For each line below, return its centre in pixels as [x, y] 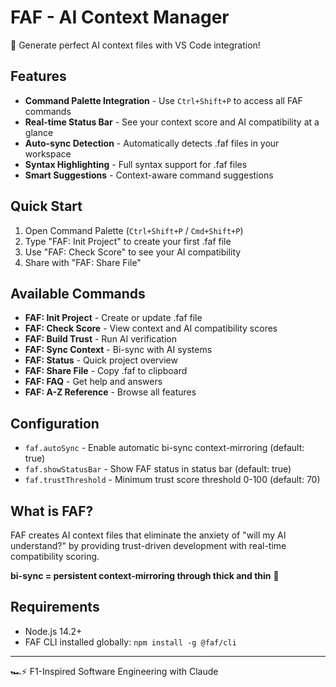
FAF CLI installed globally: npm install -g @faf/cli [130, 642]
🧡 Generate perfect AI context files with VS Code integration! [135, 45]
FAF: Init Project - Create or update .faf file [113, 318]
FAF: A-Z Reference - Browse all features [110, 392]
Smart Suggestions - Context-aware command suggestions [149, 175]
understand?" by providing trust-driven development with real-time [148, 545]
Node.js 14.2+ [53, 631]
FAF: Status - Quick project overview [101, 360]
